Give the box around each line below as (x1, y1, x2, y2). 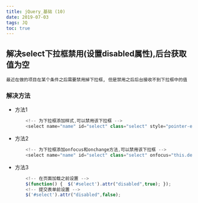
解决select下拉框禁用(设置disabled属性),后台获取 (6, 49, 187, 59)
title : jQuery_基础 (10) (6, 8, 66, 15)
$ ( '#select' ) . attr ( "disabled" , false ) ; (25, 192, 121, 198)
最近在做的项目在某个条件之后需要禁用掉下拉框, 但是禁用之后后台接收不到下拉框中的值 (6, 77, 187, 83)
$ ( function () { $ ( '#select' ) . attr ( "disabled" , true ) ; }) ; (25, 181, 171, 187)
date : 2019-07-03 (6, 14, 49, 20)
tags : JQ (6, 20, 28, 25)
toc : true (6, 25, 31, 31)
